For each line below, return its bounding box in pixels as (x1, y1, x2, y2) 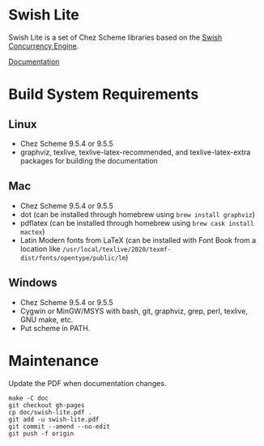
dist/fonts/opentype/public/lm (19, 253, 126, 262)
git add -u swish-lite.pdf (8, 415, 100, 423)
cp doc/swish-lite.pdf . (8, 408, 92, 416)
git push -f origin (8, 429, 75, 438)
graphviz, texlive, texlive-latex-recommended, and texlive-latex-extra (19, 147, 251, 157)
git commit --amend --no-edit (8, 423, 111, 431)
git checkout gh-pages (8, 401, 85, 410)
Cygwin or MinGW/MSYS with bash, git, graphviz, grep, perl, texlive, (19, 306, 249, 316)
